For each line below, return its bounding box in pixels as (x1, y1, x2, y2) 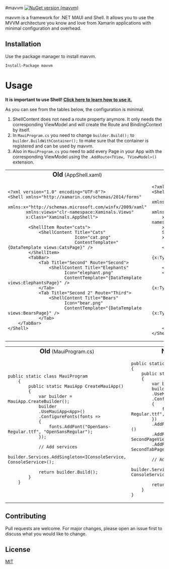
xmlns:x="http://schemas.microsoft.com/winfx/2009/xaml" (8, 204, 147, 210)
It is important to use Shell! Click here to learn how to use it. (5, 96, 132, 102)
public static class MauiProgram (8, 373, 88, 379)
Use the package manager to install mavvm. (5, 53, 97, 59)
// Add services (38, 444, 77, 449)
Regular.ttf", (8, 429, 42, 434)
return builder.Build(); (38, 469, 98, 475)
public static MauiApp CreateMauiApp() (28, 383, 124, 389)
